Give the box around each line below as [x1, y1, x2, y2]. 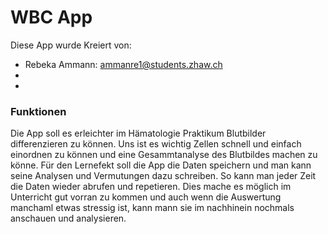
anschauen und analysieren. [10, 212, 127, 225]
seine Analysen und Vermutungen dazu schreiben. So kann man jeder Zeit [10, 170, 317, 182]
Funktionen [10, 104, 67, 118]
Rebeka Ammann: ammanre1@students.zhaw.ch [24, 58, 223, 70]
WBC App [10, 6, 93, 29]
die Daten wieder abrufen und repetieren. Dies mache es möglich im [10, 181, 292, 193]
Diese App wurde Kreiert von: [10, 39, 132, 51]
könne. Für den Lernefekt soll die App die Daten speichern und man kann [10, 159, 312, 171]
